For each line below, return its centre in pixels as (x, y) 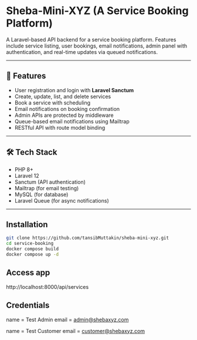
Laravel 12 (27, 176)
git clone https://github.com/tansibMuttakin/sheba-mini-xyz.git (87, 238)
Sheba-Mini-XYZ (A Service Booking (97, 11)
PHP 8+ (24, 169)
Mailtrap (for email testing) (47, 188)
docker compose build (33, 249)
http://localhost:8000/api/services (47, 287)
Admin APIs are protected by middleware (64, 115)
